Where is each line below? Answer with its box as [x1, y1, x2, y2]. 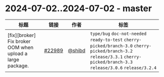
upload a [7, 50, 28, 57]
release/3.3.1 [90, 54, 123, 59]
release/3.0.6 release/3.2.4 [90, 65, 157, 71]
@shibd [67, 47, 85, 54]
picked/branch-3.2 [90, 48, 133, 54]
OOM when [7, 44, 34, 51]
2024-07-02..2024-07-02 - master [5, 3, 152, 14]
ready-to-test [90, 37, 123, 42]
